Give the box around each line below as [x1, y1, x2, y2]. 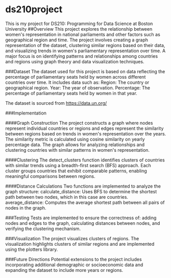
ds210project [5, 4, 63, 15]
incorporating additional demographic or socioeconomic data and [5, 262, 143, 268]
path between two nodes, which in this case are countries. [5, 194, 129, 200]
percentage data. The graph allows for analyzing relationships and [5, 142, 145, 148]
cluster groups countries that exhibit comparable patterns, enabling [5, 168, 147, 174]
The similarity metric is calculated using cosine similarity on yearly [5, 136, 145, 142]
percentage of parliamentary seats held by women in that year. [5, 90, 138, 96]
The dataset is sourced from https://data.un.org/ [5, 100, 107, 106]
